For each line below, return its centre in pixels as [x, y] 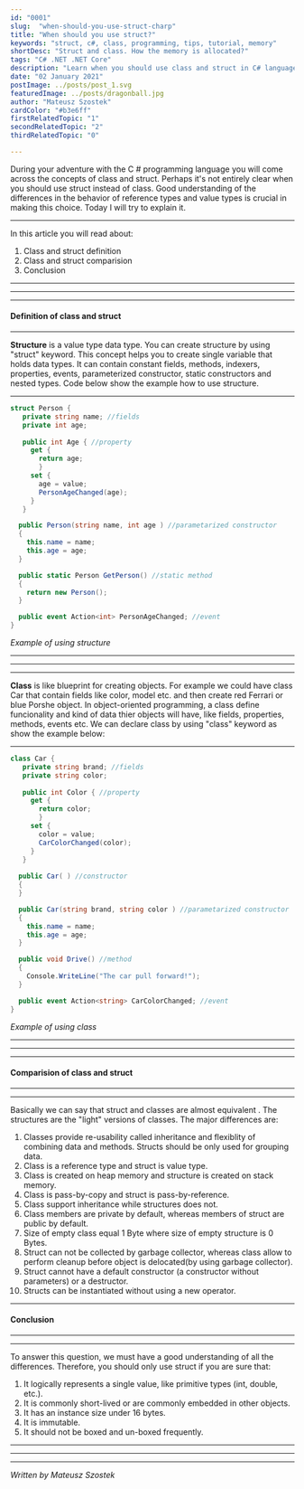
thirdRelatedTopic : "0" [55, 136]
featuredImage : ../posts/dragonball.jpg [88, 93]
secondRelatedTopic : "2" [57, 127]
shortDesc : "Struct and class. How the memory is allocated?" [129, 52]
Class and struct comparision [78, 260]
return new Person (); [67, 592]
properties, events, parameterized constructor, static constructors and [141, 374]
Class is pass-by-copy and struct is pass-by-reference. [126, 1194]
